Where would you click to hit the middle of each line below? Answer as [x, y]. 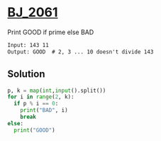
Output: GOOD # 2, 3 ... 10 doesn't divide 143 [80, 52]
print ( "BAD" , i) [44, 110]
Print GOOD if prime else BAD [51, 32]
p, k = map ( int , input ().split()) [57, 90]
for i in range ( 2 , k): [41, 97]
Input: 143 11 [28, 45]
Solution [26, 74]
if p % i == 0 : [36, 104]
